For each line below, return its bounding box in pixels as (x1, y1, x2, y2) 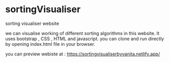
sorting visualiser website (5, 20, 59, 26)
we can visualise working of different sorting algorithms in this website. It (5, 30, 160, 36)
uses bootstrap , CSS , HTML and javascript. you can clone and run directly (5, 36, 164, 42)
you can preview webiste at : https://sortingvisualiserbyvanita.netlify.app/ (5, 51, 160, 57)
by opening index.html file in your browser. (5, 41, 96, 47)
